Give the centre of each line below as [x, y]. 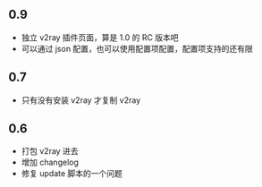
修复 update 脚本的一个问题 [72, 174]
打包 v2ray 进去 [50, 151]
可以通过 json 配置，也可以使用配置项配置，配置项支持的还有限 [137, 48]
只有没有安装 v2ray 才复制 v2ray [81, 100]
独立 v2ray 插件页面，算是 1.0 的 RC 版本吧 [100, 37]
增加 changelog [50, 162]
